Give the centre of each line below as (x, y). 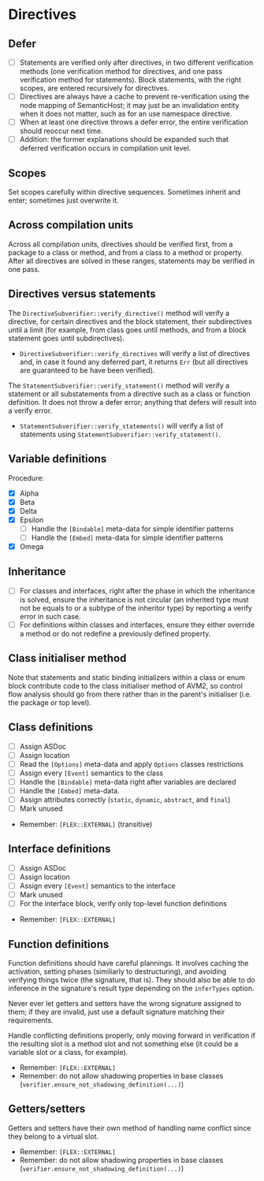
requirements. (31, 1020)
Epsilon (32, 520)
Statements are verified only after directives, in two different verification (136, 62)
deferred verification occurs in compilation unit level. (105, 148)
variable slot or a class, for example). (68, 1052)
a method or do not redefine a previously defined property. (115, 633)
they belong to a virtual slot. (54, 1136)
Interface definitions (59, 849)
